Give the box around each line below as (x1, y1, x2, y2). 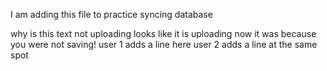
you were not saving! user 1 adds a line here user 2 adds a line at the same (10, 39, 318, 50)
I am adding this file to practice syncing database (10, 9, 213, 20)
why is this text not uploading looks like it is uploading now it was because (10, 28, 317, 39)
